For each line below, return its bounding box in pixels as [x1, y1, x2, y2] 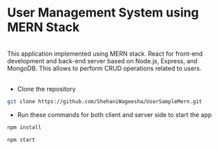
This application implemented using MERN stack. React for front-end [7, 50, 203, 58]
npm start [7, 136, 36, 143]
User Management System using [7, 5, 199, 21]
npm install [7, 124, 41, 131]
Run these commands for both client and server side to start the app [17, 110, 212, 118]
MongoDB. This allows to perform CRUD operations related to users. [7, 64, 202, 72]
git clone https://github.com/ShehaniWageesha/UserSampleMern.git [7, 98, 202, 105]
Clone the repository [17, 85, 76, 93]
